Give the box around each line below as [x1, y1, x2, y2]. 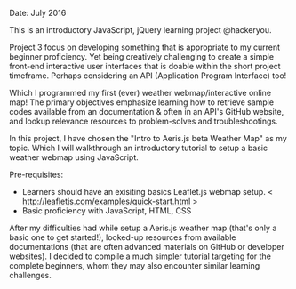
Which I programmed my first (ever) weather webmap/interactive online [9, 88, 272, 98]
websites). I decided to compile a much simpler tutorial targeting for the [9, 251, 271, 261]
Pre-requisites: [9, 169, 64, 180]
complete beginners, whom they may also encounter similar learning [9, 261, 260, 270]
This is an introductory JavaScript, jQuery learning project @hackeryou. [9, 25, 273, 35]
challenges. [9, 270, 52, 280]
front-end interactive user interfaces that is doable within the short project [9, 61, 282, 71]
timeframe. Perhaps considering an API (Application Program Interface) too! [9, 70, 287, 81]
